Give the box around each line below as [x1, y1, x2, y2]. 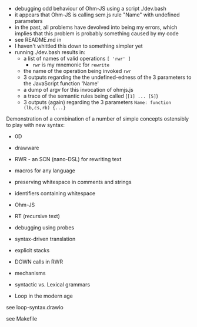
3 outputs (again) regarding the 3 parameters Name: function [23, 99, 172, 105]
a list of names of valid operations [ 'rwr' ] [23, 55, 131, 62]
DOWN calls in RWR [14, 258, 64, 265]
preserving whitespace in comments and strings [14, 179, 132, 185]
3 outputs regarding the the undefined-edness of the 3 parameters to [23, 74, 192, 81]
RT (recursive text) [14, 213, 61, 219]
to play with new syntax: [6, 122, 65, 128]
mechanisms [14, 270, 46, 276]
